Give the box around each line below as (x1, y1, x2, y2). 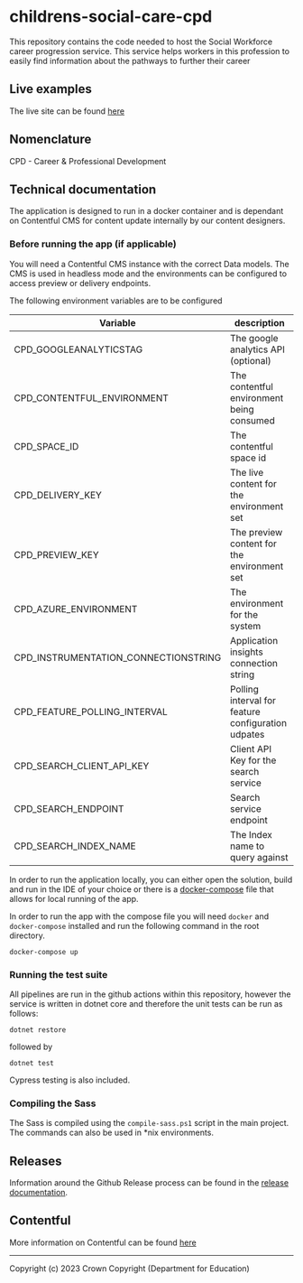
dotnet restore (9, 1025, 67, 1035)
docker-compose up (9, 947, 78, 956)
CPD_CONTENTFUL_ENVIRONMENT (14, 391, 170, 404)
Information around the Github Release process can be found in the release (9, 1177, 289, 1188)
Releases (9, 1153, 62, 1168)
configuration (229, 716, 287, 729)
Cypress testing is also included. (9, 1074, 131, 1085)
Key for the (229, 754, 277, 767)
